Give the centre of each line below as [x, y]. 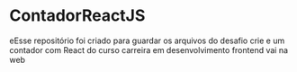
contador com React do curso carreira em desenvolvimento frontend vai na [149, 49]
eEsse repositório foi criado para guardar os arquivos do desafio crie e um [147, 40]
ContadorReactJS [77, 16]
